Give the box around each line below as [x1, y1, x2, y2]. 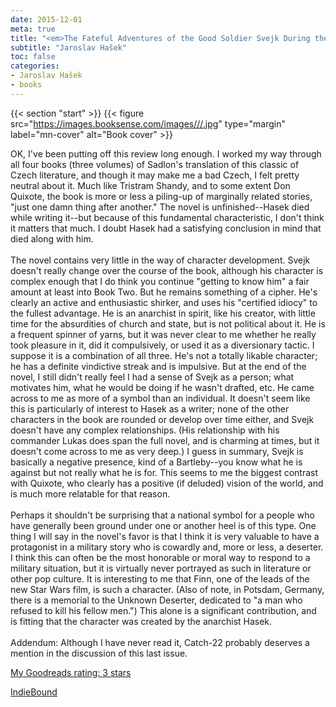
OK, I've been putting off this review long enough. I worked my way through [10, 147, 322, 160]
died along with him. [10, 232, 94, 245]
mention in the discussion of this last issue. [10, 647, 188, 659]
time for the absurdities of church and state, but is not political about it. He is [10, 317, 326, 330]
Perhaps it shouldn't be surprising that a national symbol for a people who [10, 509, 315, 521]
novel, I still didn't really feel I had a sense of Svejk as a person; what [10, 371, 295, 383]
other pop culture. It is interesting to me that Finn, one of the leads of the [10, 572, 310, 585]
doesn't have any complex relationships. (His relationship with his [10, 424, 280, 436]
